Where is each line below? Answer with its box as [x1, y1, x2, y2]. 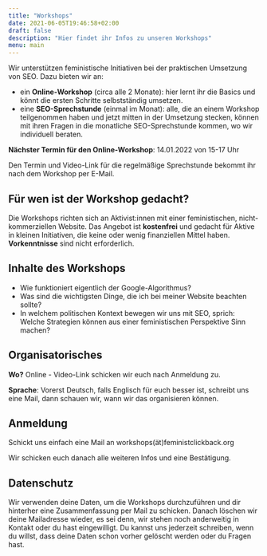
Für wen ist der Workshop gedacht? [8, 192, 190, 206]
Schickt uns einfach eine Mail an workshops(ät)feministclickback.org [8, 438, 235, 448]
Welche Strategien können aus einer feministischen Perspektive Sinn [19, 317, 246, 326]
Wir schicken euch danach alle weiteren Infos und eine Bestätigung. [8, 453, 231, 463]
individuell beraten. [19, 129, 84, 140]
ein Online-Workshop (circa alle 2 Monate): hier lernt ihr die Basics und [19, 87, 256, 97]
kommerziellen [8, 221, 57, 231]
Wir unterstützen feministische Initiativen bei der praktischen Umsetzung [8, 63, 248, 73]
